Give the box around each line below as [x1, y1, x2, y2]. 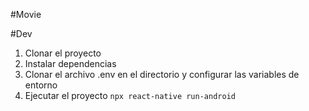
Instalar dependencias [24, 58, 117, 69]
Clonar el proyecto [24, 47, 102, 59]
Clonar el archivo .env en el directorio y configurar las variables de [24, 69, 300, 80]
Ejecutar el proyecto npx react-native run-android [24, 90, 236, 101]
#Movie [10, 9, 42, 20]
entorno [24, 79, 58, 91]
